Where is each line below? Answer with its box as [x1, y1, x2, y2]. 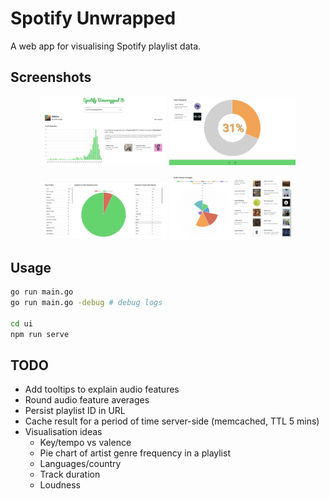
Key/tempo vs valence [39, 437, 132, 449]
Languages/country [39, 458, 122, 470]
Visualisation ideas [24, 426, 103, 438]
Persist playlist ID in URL [24, 405, 126, 417]
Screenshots [10, 69, 92, 86]
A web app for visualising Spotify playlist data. [10, 40, 202, 52]
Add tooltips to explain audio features [24, 383, 180, 396]
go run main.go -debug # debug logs [10, 298, 163, 308]
